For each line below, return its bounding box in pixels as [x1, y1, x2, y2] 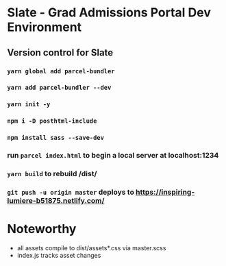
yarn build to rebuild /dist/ [7, 169, 97, 179]
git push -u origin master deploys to [7, 187, 135, 197]
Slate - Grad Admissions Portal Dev [7, 5, 211, 21]
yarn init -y [7, 101, 51, 108]
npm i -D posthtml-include [7, 117, 97, 125]
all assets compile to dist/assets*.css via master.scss [16, 243, 166, 252]
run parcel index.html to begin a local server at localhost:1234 [7, 151, 219, 160]
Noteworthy [7, 221, 77, 237]
